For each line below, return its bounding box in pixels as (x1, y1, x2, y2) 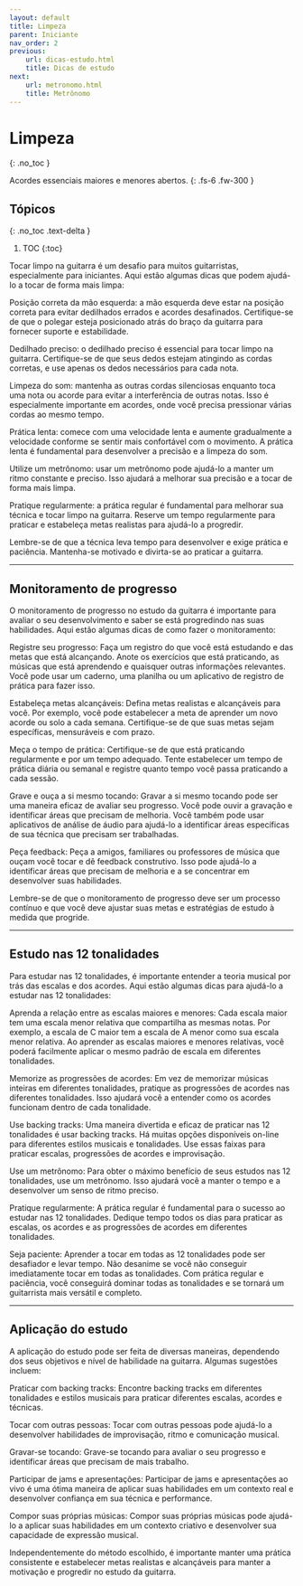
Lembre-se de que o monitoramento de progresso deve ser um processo (9, 892, 281, 904)
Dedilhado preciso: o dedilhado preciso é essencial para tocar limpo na (9, 344, 273, 354)
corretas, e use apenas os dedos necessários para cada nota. (9, 363, 239, 373)
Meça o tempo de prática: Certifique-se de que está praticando (9, 744, 245, 755)
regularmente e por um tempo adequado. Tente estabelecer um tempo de (9, 754, 283, 765)
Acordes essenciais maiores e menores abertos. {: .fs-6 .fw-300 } (9, 175, 254, 186)
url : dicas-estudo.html (25, 55, 115, 64)
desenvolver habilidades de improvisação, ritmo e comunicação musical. (9, 1429, 280, 1440)
